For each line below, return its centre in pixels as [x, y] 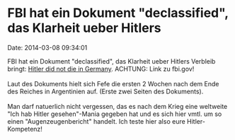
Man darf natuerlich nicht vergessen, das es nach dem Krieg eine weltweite [117, 106]
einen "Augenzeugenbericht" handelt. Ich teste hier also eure [96, 121]
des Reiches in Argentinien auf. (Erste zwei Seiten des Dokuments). [105, 91]
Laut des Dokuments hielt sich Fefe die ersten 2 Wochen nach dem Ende [113, 83]
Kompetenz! [25, 129]
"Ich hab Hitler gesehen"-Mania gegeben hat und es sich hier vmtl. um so [115, 114]
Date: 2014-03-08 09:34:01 [47, 47]
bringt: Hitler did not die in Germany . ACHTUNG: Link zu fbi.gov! [101, 69]
